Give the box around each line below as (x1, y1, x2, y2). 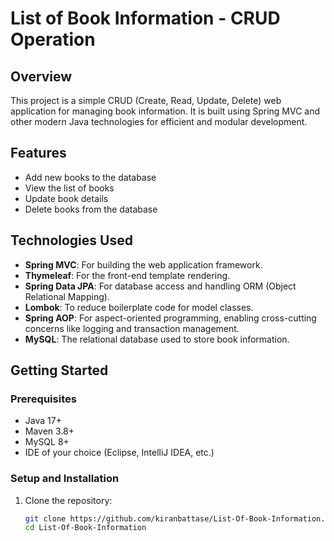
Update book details (24, 192, 109, 204)
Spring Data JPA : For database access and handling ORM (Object (24, 280, 297, 292)
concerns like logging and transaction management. (24, 322, 240, 334)
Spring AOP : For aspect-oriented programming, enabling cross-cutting (24, 312, 317, 324)
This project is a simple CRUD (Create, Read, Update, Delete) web (10, 95, 282, 106)
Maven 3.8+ (24, 425, 75, 437)
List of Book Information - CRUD (10, 7, 281, 30)
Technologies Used (10, 232, 133, 249)
